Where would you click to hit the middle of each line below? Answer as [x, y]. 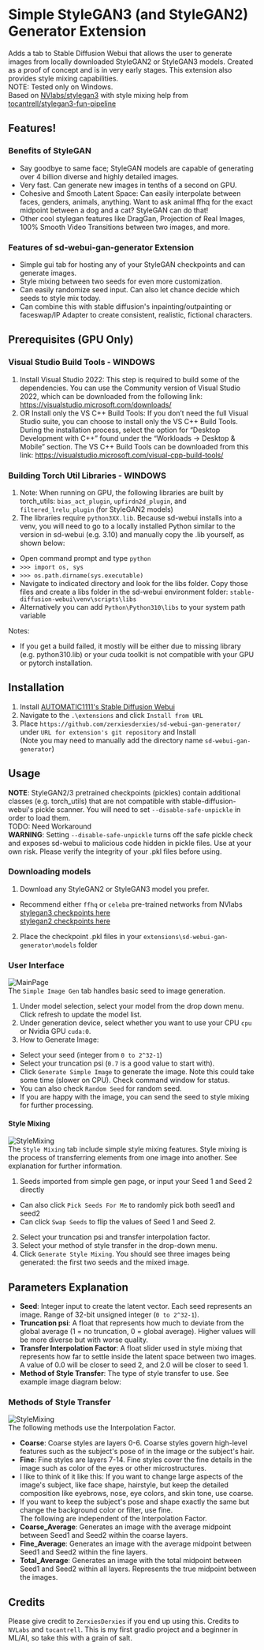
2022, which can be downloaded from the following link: [111, 396]
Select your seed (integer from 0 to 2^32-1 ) [91, 1055]
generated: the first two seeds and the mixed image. [104, 1262]
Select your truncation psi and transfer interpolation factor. [115, 1237]
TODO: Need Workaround [50, 826]
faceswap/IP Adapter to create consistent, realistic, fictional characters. [136, 314]
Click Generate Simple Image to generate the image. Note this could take [137, 1072]
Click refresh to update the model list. [80, 1015]
